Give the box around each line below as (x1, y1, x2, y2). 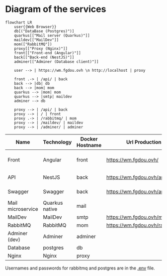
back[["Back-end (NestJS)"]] (14, 55, 75, 60)
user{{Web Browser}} (14, 24, 57, 29)
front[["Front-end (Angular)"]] (14, 50, 81, 55)
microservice (7, 205, 38, 212)
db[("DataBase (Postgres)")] (14, 28, 75, 33)
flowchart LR (5, 20, 32, 25)
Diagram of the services (5, 3, 106, 15)
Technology (43, 138, 72, 145)
